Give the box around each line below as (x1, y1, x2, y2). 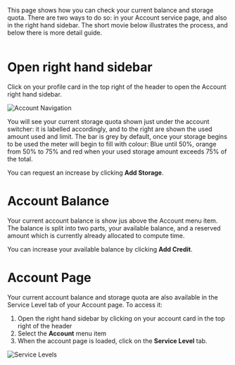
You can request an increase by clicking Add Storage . (7, 168, 164, 177)
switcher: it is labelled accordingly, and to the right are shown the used (7, 125, 212, 133)
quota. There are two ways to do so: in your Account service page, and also (7, 13, 227, 22)
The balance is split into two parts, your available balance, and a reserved (7, 223, 221, 232)
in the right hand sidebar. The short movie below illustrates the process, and (7, 21, 229, 29)
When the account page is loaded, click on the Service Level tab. (17, 336, 208, 345)
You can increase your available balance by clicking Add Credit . (7, 245, 193, 253)
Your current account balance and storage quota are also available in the (7, 292, 218, 302)
